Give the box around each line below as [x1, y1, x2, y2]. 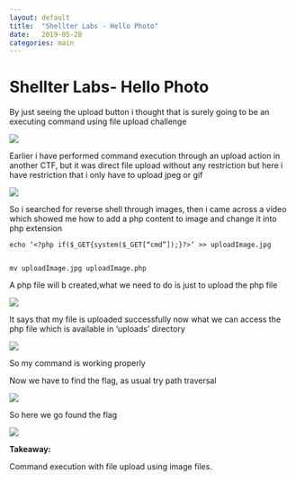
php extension [9, 223, 63, 234]
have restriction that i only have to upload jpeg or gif [9, 170, 203, 181]
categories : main [9, 38, 75, 48]
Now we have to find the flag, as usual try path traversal [9, 375, 217, 387]
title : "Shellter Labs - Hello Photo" [9, 22, 159, 31]
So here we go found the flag [9, 410, 118, 421]
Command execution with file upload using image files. [9, 461, 213, 472]
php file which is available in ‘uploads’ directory [9, 324, 186, 334]
